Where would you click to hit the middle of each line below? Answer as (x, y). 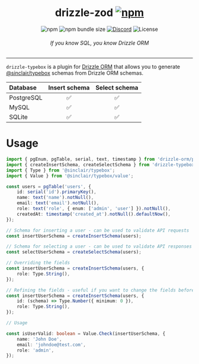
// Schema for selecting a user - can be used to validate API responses (99, 246)
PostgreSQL (26, 98)
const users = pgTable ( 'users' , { (49, 186)
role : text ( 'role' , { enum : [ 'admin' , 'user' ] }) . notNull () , (94, 209)
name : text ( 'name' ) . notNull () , (55, 198)
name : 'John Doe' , (39, 339)
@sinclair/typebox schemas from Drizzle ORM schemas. (75, 73)
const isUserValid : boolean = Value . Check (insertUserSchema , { (86, 333)
